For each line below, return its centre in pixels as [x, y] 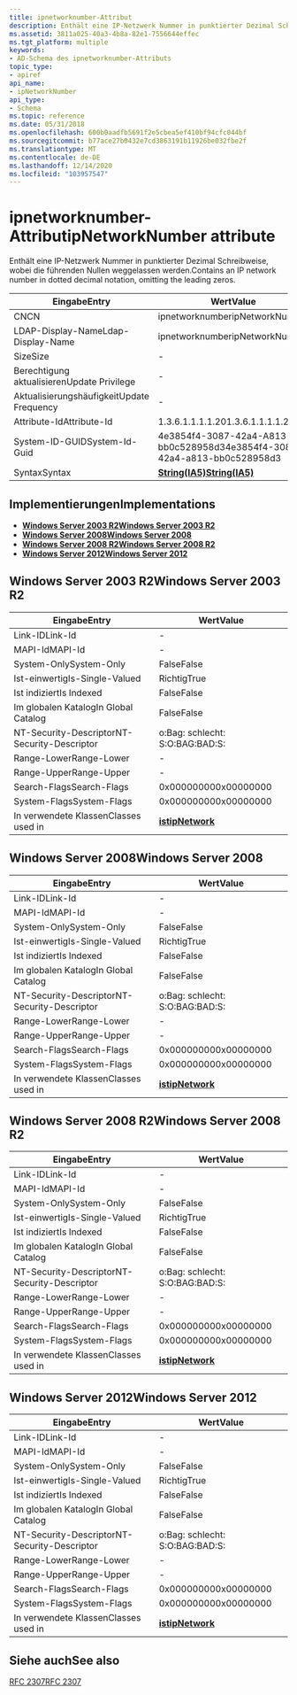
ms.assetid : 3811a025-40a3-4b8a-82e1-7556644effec [104, 34]
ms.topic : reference [47, 116]
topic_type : [31, 67]
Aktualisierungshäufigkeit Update [82, 397]
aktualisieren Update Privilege [75, 382]
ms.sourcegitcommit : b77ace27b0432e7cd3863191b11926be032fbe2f [128, 141]
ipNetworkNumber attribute [171, 236]
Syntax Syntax [42, 473]
